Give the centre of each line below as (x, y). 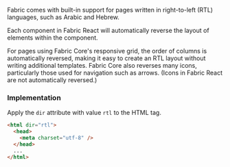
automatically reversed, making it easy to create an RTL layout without (106, 58)
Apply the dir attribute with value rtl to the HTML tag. (84, 113)
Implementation (34, 97)
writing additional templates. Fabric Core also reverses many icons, (102, 65)
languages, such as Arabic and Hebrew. (64, 17)
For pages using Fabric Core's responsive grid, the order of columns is (107, 51)
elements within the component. (53, 38)
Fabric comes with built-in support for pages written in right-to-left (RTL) (110, 10)
